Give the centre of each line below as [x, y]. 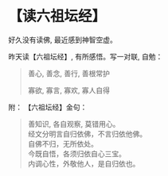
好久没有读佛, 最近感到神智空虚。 [63, 40]
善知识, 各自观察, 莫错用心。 [74, 124]
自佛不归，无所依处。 [63, 143]
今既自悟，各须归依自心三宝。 [76, 153]
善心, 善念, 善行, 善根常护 [68, 73]
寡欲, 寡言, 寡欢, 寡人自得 [68, 90]
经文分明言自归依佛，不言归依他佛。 [87, 134]
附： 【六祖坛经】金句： [48, 107]
